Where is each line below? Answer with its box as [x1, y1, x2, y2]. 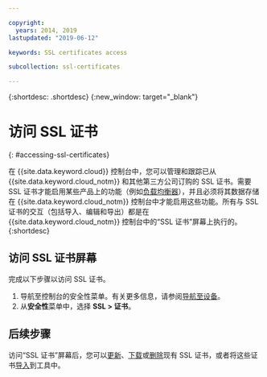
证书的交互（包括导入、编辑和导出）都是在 [8, 207, 150, 217]
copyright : [8, 19, 45, 27]
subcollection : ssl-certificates [8, 63, 121, 71]
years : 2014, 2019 [15, 26, 78, 35]
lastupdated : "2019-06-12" [8, 34, 99, 42]
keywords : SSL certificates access [8, 48, 128, 56]
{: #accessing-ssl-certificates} [8, 150, 110, 159]
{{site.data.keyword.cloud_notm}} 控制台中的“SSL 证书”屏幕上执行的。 [8, 217, 242, 226]
